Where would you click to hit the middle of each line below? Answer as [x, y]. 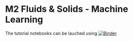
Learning [24, 20]
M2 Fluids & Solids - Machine [67, 9]
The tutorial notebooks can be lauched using [51, 33]
